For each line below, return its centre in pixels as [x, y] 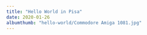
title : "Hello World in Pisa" [44, 12]
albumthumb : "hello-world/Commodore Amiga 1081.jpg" [74, 23]
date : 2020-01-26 [28, 17]
